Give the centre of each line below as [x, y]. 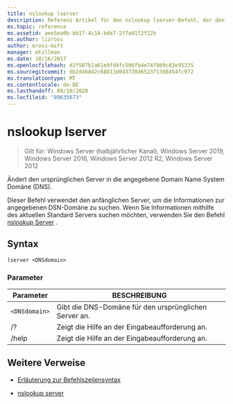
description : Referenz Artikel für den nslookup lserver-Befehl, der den [116, 20]
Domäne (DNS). [29, 186]
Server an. [73, 316]
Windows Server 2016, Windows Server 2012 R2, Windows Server [118, 158]
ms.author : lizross [35, 40]
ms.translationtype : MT [42, 78]
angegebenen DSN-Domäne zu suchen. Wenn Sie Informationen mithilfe [111, 207]
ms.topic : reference [37, 26]
